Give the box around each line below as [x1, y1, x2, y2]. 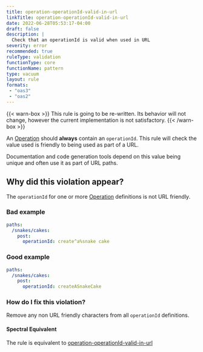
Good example [6, 253, 50, 261]
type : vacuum [6, 71, 39, 77]
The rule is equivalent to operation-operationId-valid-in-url [6, 339, 153, 346]
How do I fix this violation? [6, 298, 86, 307]
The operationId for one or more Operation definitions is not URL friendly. [6, 193, 191, 200]
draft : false [6, 25, 39, 32]
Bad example [6, 208, 45, 216]
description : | [6, 32, 45, 38]
